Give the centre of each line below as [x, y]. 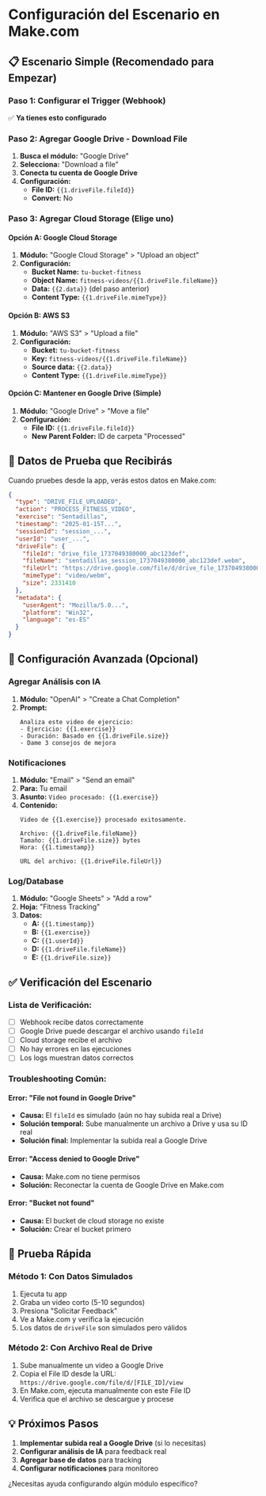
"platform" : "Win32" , [58, 613]
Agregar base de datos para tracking [81, 1460]
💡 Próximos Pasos [53, 1424]
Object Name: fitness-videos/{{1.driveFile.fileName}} [125, 280]
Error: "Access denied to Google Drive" [74, 1159]
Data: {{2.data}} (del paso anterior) [90, 289]
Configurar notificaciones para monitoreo [89, 1468]
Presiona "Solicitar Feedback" [68, 1311]
